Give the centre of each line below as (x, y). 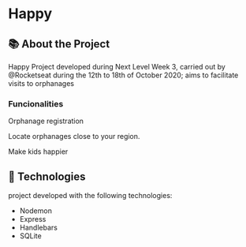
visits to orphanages (41, 83)
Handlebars (38, 228)
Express (33, 219)
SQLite (30, 236)
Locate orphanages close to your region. (74, 137)
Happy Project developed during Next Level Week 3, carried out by (117, 67)
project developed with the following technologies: (90, 196)
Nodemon (36, 211)
